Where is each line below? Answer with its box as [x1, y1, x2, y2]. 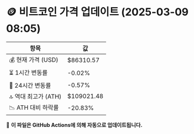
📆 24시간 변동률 [9, 81, 51, 89]
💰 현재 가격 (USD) [9, 55, 59, 63]
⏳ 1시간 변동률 [9, 68, 48, 76]
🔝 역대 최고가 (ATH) [9, 92, 62, 101]
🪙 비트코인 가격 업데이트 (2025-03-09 [6, 5, 189, 19]
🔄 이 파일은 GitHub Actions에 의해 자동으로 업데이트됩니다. [6, 121, 143, 128]
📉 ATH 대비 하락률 [9, 103, 59, 112]
